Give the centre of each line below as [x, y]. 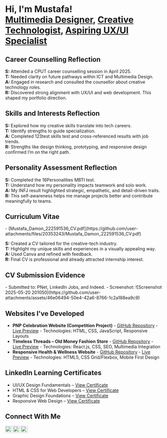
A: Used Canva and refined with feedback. [49, 254]
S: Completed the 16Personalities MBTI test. [50, 180]
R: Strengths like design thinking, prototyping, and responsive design [76, 147]
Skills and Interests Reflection [53, 113]
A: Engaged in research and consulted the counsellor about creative [75, 82]
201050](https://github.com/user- [66, 292]
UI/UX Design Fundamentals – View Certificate [60, 385]
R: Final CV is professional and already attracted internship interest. [75, 259]
